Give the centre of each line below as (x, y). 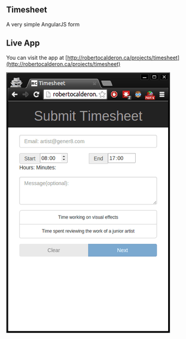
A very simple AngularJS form (43, 24)
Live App (23, 43)
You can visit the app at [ (37, 57)
